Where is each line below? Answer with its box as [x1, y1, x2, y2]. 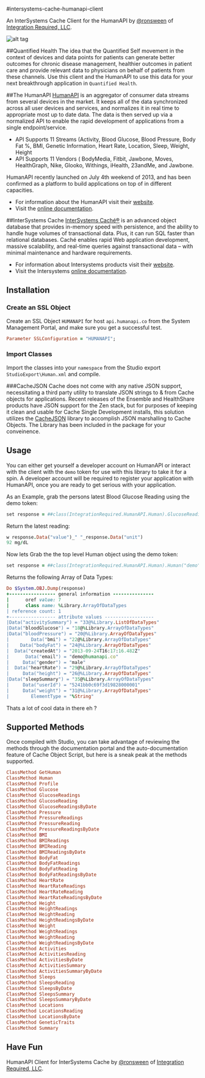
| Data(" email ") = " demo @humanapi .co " [6, 654, 119, 660]
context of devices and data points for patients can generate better [6, 54, 175, 60]
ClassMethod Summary [6, 1025, 59, 1031]
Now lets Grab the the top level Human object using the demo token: [6, 551, 178, 558]
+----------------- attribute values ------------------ [6, 614, 154, 620]
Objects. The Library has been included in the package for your [6, 421, 166, 428]
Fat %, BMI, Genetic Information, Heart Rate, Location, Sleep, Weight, [15, 142, 190, 149]
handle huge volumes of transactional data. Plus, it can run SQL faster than [6, 230, 195, 237]
